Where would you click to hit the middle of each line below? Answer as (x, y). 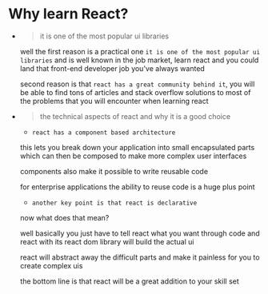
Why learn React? (68, 14)
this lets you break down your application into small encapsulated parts (137, 147)
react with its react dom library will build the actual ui (107, 241)
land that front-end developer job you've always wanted (112, 68)
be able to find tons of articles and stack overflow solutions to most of (135, 92)
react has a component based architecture (104, 133)
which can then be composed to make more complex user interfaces (133, 156)
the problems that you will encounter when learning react (114, 101)
